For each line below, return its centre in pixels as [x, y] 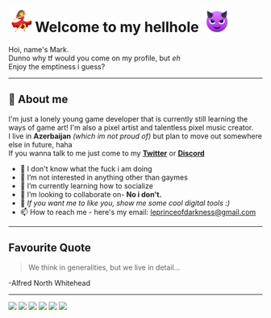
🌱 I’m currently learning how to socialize [86, 186]
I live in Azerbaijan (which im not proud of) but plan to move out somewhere [135, 136]
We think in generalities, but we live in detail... [104, 267]
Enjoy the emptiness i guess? [57, 66]
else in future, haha [40, 144]
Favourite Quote [50, 248]
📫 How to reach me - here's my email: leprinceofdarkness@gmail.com [138, 212]
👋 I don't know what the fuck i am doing [86, 168]
